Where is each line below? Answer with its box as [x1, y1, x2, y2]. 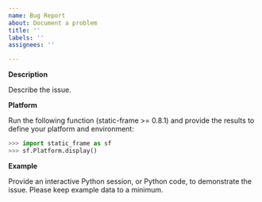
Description [8, 70, 48, 79]
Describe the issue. [8, 85, 71, 95]
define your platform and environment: [8, 124, 135, 134]
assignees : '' [8, 41, 56, 49]
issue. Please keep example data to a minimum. [8, 185, 164, 194]
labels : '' [8, 33, 44, 42]
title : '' [8, 26, 41, 34]
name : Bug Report [8, 11, 66, 20]
